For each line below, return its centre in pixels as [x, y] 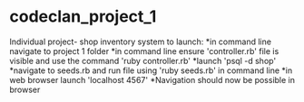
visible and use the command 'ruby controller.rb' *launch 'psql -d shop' [143, 60]
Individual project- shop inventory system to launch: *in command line [141, 42]
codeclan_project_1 [83, 17]
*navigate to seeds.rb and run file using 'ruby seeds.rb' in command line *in [151, 70]
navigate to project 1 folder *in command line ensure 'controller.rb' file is [144, 51]
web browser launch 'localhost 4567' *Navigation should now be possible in [152, 79]
